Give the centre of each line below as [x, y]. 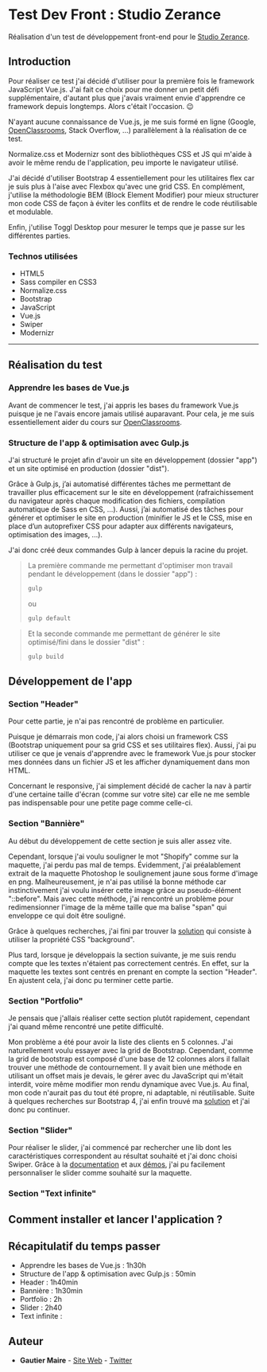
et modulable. [31, 212]
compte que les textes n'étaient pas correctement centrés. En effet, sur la [129, 963]
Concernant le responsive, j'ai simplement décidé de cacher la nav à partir [130, 786]
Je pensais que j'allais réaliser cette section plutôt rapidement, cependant [129, 1018]
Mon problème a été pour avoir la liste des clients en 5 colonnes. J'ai [121, 1042]
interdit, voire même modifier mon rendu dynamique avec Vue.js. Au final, [129, 1084]
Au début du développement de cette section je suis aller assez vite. [120, 840]
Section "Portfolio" [46, 1000]
